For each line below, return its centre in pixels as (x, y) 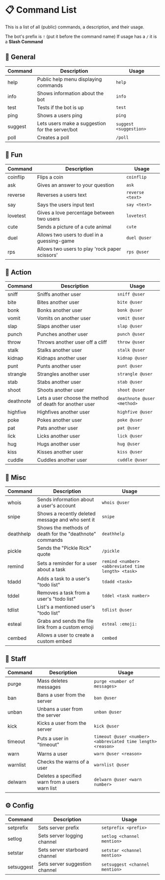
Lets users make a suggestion (72, 123)
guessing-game (56, 240)
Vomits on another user (64, 319)
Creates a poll (53, 137)
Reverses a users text (62, 195)
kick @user (107, 726)
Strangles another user (63, 374)
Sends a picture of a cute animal (74, 227)
